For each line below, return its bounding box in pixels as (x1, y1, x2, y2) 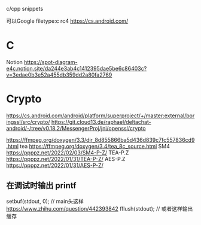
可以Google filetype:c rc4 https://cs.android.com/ (6, 17, 129, 25)
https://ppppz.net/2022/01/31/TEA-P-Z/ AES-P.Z (6, 155, 126, 162)
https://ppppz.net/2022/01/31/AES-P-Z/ (6, 162, 103, 169)
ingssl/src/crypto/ (6, 118, 50, 125)
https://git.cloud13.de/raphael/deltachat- (51, 118, 151, 125)
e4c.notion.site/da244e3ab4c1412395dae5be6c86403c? (6, 65, 147, 72)
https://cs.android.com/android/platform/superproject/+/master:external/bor (6, 112, 195, 119)
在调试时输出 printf (6, 181, 77, 191)
